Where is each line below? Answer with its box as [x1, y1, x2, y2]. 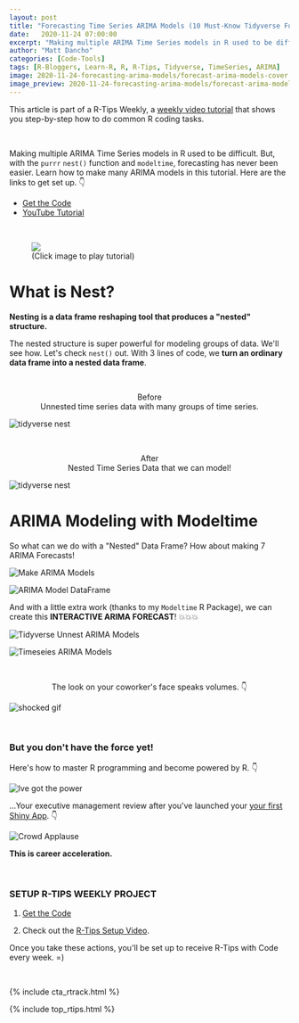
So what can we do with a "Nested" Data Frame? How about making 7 [9, 540, 265, 551]
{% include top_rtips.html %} [9, 1004, 116, 1015]
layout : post [9, 12, 58, 22]
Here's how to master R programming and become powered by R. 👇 [9, 762, 258, 772]
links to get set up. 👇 [9, 177, 86, 187]
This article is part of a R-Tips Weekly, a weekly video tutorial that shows [9, 103, 276, 114]
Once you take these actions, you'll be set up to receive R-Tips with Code [9, 943, 279, 953]
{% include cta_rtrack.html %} [9, 986, 120, 997]
